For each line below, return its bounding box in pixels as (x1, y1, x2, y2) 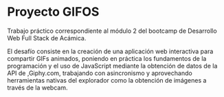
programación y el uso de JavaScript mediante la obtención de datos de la (7, 61, 218, 70)
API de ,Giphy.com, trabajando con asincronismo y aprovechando (7, 69, 192, 77)
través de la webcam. (7, 83, 68, 92)
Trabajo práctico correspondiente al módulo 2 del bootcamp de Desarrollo (7, 27, 218, 35)
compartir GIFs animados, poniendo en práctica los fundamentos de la (7, 54, 207, 62)
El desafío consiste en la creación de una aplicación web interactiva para (7, 47, 214, 55)
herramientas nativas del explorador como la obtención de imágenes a (7, 76, 207, 84)
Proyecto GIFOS (7, 4, 100, 20)
